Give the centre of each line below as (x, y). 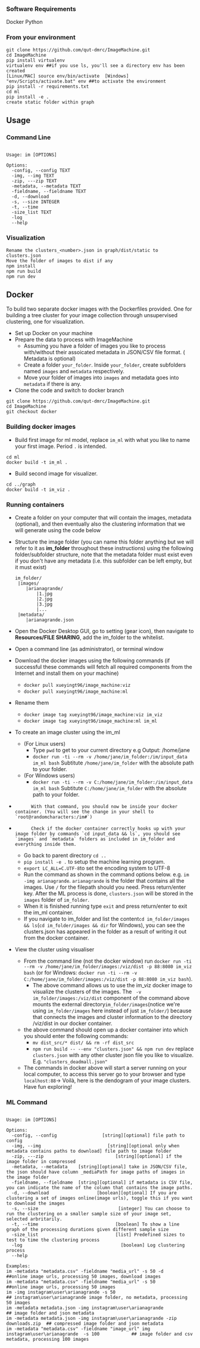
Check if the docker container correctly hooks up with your (108, 828)
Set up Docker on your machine (54, 333)
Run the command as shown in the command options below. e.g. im (106, 874)
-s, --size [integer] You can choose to (101, 1209)
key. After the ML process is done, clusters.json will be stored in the (108, 893)
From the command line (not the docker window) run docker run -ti (108, 961)
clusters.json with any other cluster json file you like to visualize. (113, 1055)
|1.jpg (45, 594)
